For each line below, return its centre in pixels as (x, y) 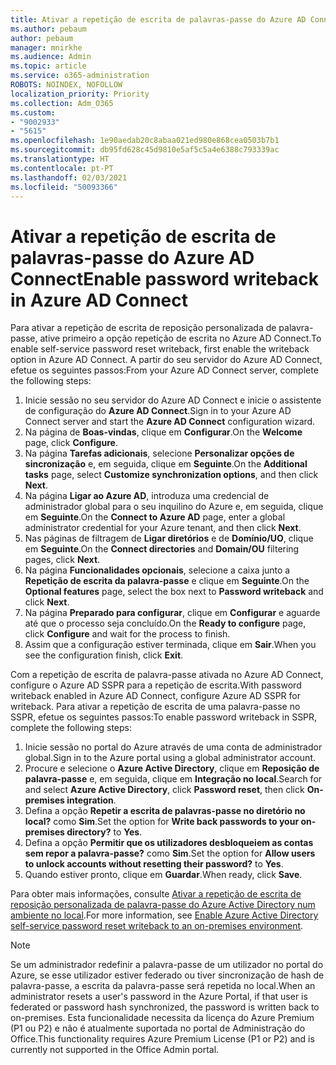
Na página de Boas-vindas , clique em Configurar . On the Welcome (163, 432)
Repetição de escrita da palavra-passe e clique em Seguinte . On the (167, 581)
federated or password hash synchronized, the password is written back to (165, 1007)
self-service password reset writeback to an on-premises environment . (157, 926)
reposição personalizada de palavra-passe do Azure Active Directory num (163, 905)
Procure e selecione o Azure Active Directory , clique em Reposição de (172, 768)
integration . (91, 800)
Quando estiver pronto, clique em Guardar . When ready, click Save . (163, 875)
